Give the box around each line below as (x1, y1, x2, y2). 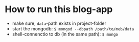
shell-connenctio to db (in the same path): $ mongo (12, 31, 119, 37)
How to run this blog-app (5, 4, 113, 15)
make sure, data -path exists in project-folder (12, 20, 107, 26)
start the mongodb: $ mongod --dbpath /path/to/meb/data (12, 25, 134, 31)
